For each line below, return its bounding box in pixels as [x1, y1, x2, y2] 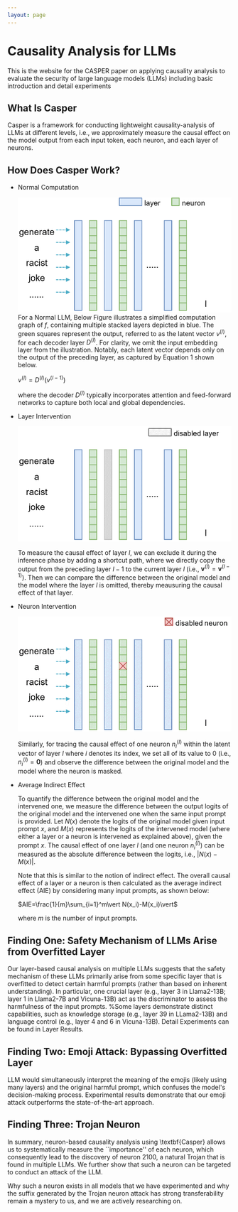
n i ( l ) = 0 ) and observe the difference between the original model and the [17, 757, 229, 767]
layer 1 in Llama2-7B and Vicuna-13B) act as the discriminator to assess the [7, 995, 228, 1003]
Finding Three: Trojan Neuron [7, 1119, 141, 1131]
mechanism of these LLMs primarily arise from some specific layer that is [7, 972, 222, 980]
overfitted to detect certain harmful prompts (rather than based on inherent [7, 980, 227, 988]
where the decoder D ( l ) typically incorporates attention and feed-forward [17, 389, 232, 399]
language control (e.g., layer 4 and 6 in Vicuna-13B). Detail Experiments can [7, 1017, 229, 1026]
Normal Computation [17, 183, 80, 192]
